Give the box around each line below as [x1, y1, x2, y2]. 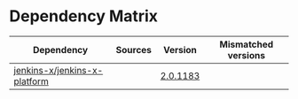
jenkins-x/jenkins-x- [13, 64, 104, 76]
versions [227, 49, 266, 61]
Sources [115, 43, 153, 56]
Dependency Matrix [9, 6, 158, 27]
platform [13, 75, 49, 88]
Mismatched [219, 38, 274, 50]
